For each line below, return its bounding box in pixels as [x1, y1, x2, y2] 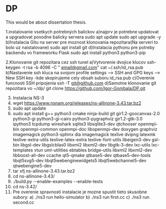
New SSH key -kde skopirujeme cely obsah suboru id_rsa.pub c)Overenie [5, 75, 155, 81]
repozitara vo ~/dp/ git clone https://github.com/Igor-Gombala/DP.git [5, 85, 146, 91]
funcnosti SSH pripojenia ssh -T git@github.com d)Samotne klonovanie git [5, 80, 157, 86]
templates [12, 147, 33, 153]
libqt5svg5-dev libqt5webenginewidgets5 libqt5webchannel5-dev [12, 157, 147, 163]
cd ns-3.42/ [12, 183, 37, 189]
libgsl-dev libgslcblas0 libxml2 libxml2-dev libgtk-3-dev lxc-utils [20, 142, 151, 148]
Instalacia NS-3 [12, 94, 44, 101]
